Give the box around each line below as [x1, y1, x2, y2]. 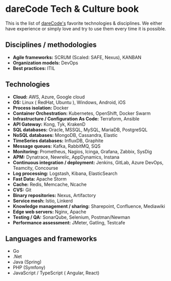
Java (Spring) [12, 259, 42, 265]
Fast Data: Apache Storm [12, 175, 67, 182]
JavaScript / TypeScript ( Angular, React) [12, 270, 100, 276]
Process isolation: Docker [12, 104, 69, 111]
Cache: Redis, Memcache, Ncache [12, 181, 87, 187]
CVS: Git [12, 186, 32, 193]
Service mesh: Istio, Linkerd [12, 198, 73, 204]
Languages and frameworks [5, 234, 98, 243]
